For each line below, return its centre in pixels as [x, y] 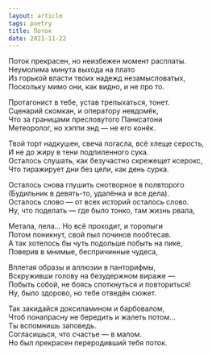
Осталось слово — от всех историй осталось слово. [99, 202]
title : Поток [30, 31]
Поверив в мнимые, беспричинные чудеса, [83, 252]
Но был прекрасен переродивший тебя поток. [88, 343]
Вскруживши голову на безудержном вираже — [92, 276]
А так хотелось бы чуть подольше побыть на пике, [96, 243]
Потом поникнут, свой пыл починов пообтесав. [90, 235]
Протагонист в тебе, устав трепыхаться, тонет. [89, 102]
